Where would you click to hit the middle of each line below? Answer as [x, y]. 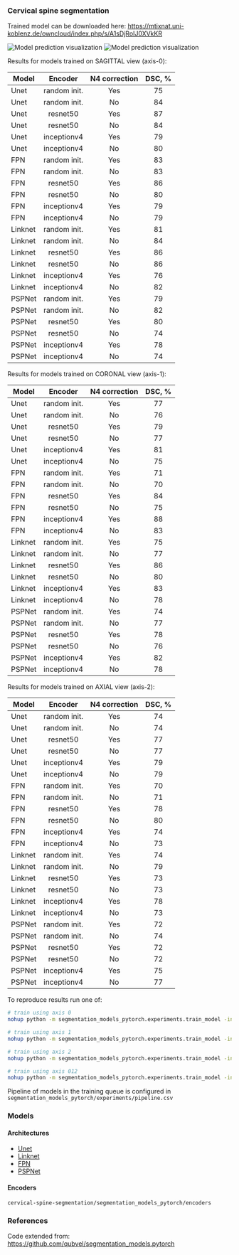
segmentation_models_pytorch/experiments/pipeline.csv [90, 1098]
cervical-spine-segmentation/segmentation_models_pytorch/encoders [110, 1203]
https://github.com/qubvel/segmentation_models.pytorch [91, 1244]
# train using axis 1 [39, 1032]
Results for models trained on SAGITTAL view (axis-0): [87, 61]
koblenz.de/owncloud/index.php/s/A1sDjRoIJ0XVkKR [85, 33]
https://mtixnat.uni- [156, 26]
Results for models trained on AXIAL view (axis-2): [81, 687]
